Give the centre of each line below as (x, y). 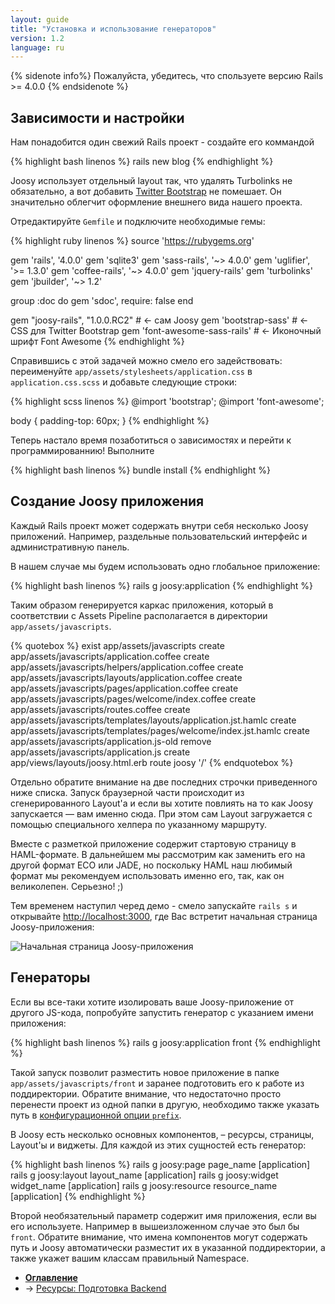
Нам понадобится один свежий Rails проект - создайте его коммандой (162, 142)
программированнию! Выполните (82, 451)
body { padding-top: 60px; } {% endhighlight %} (110, 421)
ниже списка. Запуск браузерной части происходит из (127, 792)
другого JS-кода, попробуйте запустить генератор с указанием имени (162, 1012)
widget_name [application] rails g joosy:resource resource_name (144, 1185)
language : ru (37, 47)
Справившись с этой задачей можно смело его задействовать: (146, 361)
